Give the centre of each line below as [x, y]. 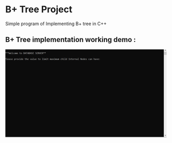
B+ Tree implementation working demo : [71, 40]
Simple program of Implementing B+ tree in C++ [56, 24]
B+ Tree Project [39, 9]
